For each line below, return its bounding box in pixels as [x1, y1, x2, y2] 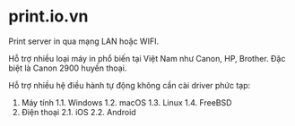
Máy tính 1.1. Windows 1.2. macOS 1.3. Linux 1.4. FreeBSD [21, 97, 232, 108]
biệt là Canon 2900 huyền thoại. [8, 63, 127, 73]
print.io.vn [8, 6, 89, 27]
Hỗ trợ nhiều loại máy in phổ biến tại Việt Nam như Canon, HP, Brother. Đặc [8, 53, 286, 63]
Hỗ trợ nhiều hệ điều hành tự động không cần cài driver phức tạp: [8, 80, 251, 90]
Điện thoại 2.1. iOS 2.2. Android [21, 106, 136, 117]
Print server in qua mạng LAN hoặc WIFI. [8, 36, 159, 46]
